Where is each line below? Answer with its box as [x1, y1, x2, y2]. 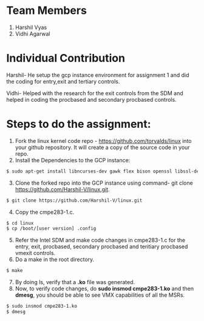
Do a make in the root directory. [15, 256, 95, 263]
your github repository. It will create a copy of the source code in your [15, 144, 190, 151]
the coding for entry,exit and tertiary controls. [6, 78, 120, 85]
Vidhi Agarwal [15, 30, 50, 37]
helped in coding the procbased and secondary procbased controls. [6, 96, 177, 103]
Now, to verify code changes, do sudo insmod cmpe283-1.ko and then [15, 285, 194, 293]
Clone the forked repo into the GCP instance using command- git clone [15, 179, 193, 187]
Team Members [6, 4, 87, 18]
